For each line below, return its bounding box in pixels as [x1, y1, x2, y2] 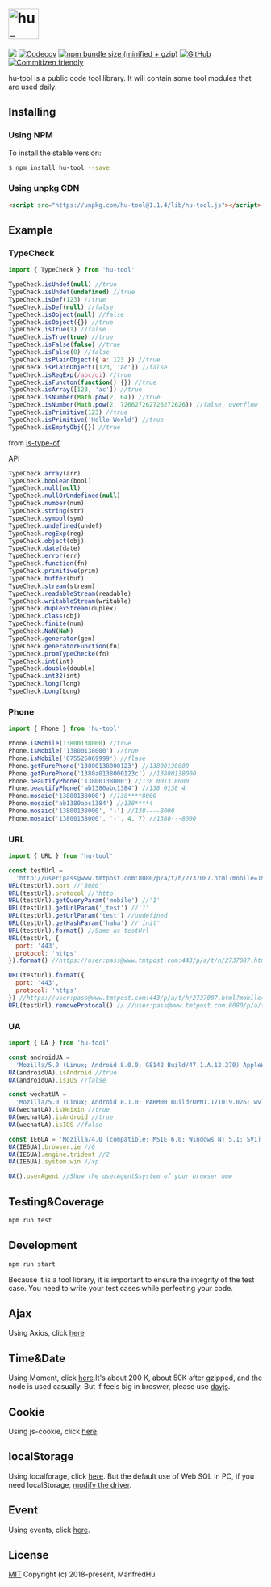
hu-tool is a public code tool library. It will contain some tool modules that [8, 73, 252, 82]
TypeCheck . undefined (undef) [8, 521, 103, 530]
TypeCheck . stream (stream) [8, 582, 95, 590]
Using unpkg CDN [8, 183, 80, 194]
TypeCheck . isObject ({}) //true [8, 318, 114, 327]
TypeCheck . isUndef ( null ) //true [8, 281, 117, 289]
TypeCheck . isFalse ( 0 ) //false [8, 348, 110, 357]
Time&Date [8, 1351, 66, 1365]
